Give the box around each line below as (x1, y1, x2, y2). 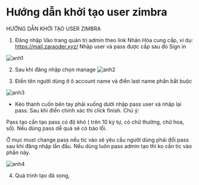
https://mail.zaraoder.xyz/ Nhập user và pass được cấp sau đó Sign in (14, 43, 186, 50)
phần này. (6, 149, 31, 156)
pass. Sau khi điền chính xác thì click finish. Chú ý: (14, 106, 139, 114)
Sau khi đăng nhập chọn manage (14, 65, 97, 73)
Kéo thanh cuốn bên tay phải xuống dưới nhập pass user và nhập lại (14, 101, 182, 108)
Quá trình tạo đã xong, (14, 172, 70, 179)
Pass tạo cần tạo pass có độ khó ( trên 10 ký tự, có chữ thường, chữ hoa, (6, 118, 185, 126)
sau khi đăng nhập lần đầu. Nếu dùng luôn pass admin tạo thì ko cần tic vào (6, 142, 192, 149)
